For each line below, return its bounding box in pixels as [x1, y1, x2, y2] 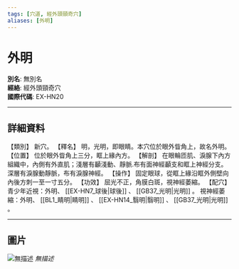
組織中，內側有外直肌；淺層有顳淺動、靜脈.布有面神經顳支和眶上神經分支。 [7, 160, 228, 169]
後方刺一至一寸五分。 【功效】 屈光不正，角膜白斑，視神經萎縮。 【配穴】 [13, 178, 231, 186]
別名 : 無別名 [7, 75, 43, 83]
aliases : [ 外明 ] [7, 17, 53, 24]
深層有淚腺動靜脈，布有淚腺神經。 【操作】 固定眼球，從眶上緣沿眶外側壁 [7, 169, 223, 178]
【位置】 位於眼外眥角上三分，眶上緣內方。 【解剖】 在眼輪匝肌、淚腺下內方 [7, 151, 231, 160]
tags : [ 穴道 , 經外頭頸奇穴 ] [7, 10, 82, 18]
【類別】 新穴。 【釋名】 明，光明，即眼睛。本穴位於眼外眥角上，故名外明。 [7, 142, 231, 151]
